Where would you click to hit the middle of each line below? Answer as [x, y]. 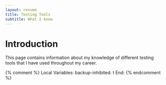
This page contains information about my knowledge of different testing [80, 57]
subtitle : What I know [29, 19]
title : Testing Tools [28, 14]
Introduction [32, 44]
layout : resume [21, 10]
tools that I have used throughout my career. [51, 63]
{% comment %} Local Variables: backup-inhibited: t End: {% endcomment [83, 72]
